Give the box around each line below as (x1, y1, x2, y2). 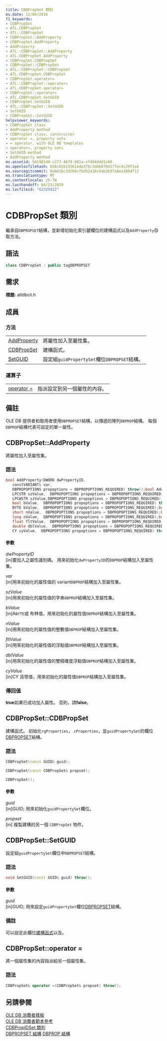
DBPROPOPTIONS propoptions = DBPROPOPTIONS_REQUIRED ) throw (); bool (12, 487, 155, 492)
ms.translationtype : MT (5, 173, 55, 178)
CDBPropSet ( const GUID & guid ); (5, 759, 70, 764)
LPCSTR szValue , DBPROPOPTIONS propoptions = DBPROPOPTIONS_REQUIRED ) (12, 491, 164, 496)
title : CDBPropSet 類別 (5, 7, 54, 12)
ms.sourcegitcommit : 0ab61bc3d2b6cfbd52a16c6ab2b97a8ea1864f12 (5, 169, 139, 173)
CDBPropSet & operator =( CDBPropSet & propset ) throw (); (5, 983, 121, 988)
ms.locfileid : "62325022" (5, 187, 59, 192)
